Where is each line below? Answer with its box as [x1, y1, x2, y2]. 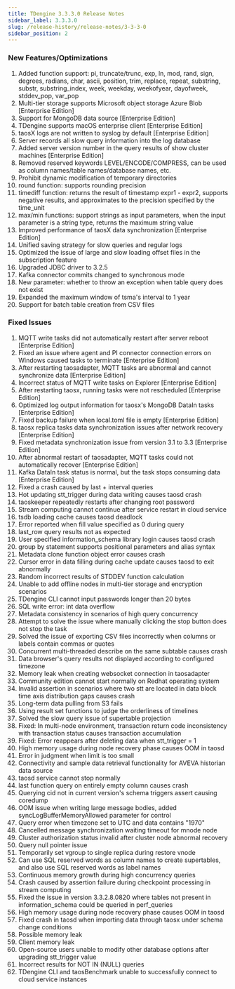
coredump [18, 796, 48, 804]
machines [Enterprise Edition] [18, 151, 105, 159]
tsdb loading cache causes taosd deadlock [18, 512, 143, 521]
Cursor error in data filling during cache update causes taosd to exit [18, 557, 215, 566]
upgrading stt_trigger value [18, 953, 97, 961]
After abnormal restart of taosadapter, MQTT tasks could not [18, 453, 194, 461]
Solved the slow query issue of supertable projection [18, 714, 171, 722]
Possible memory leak [18, 930, 83, 938]
